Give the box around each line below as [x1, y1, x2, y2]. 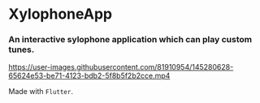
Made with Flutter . [8, 87, 73, 97]
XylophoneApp [8, 5, 112, 24]
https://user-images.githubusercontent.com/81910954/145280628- [8, 62, 234, 72]
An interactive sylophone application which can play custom [8, 34, 253, 45]
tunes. [8, 44, 35, 55]
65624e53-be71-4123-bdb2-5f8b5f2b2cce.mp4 [8, 71, 171, 81]
